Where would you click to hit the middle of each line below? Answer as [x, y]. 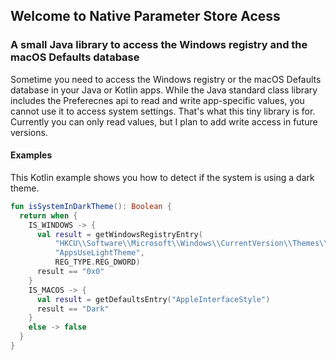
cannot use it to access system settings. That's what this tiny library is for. [163, 111]
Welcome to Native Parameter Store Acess [145, 16]
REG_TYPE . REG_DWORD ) [97, 262]
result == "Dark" [73, 309]
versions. [29, 132]
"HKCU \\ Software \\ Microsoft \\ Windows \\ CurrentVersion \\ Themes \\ [191, 244]
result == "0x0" [70, 272]
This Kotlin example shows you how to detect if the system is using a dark [162, 177]
